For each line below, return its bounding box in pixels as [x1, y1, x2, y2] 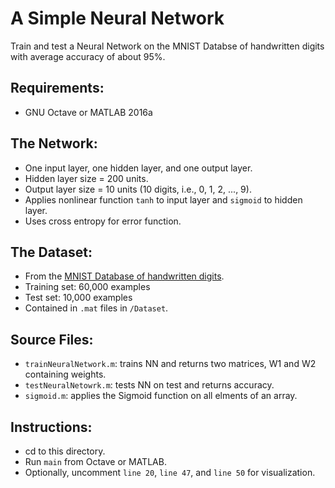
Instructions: [10, 418, 93, 436]
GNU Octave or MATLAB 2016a [24, 106, 153, 118]
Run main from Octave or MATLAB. [24, 456, 167, 467]
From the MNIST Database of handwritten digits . [24, 270, 225, 282]
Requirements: [10, 80, 105, 97]
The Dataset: [10, 243, 93, 261]
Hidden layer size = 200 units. [24, 172, 149, 184]
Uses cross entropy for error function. [24, 215, 182, 227]
